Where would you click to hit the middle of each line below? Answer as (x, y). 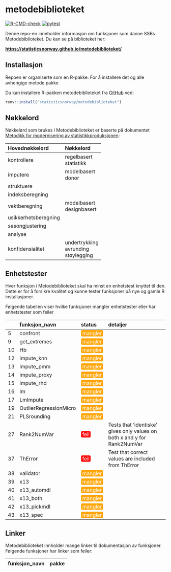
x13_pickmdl (35, 507)
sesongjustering (27, 226)
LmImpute (32, 400)
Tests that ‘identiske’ (133, 425)
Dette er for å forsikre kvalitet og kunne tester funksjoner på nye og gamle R (85, 291)
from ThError (124, 465)
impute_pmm (35, 367)
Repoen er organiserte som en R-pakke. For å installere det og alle (75, 77)
